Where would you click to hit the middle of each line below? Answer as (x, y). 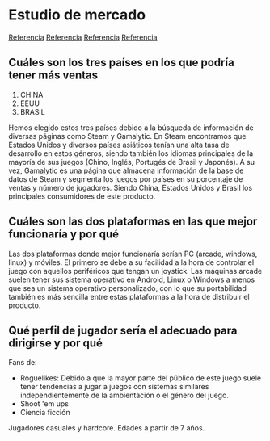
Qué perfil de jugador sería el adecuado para (123, 330)
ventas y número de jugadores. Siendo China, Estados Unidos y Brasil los (131, 187)
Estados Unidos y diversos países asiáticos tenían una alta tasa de (119, 145)
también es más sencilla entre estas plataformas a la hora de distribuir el (129, 296)
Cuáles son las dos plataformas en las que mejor (133, 222)
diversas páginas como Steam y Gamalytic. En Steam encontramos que (127, 136)
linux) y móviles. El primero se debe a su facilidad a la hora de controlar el (131, 262)
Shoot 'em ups (44, 404)
